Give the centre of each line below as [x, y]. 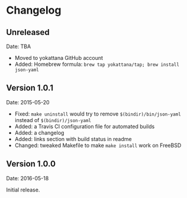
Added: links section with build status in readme [73, 139]
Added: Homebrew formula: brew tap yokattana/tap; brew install [97, 64]
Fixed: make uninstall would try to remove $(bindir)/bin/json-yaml [98, 114]
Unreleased [28, 32]
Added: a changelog [39, 132]
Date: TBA [19, 46]
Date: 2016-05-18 [28, 178]
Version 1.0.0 [31, 164]
